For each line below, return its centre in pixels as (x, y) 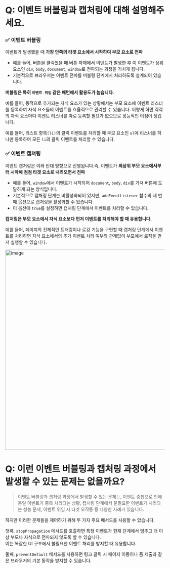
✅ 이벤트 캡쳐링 (23, 154)
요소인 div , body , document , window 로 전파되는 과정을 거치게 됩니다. (79, 69)
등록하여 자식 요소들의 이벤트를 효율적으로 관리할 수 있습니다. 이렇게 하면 (82, 110)
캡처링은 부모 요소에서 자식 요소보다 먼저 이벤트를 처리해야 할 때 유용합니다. (78, 219)
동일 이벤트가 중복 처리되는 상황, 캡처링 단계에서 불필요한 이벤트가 (82, 503)
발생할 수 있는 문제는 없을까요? (65, 482)
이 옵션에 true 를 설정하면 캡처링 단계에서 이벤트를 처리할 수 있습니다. (80, 208)
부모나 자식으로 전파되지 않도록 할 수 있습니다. (56, 537)
